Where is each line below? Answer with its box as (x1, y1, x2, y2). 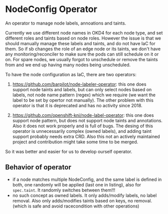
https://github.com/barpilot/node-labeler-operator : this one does (12, 81, 146, 87)
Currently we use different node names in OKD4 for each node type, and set (5, 30, 163, 36)
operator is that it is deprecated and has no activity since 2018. (12, 102, 143, 108)
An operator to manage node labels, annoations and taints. (5, 20, 126, 26)
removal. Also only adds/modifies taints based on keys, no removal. (12, 197, 152, 203)
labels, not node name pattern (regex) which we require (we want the (12, 92, 156, 98)
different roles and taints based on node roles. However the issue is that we (5, 35, 161, 41)
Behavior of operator (5, 163, 72, 171)
